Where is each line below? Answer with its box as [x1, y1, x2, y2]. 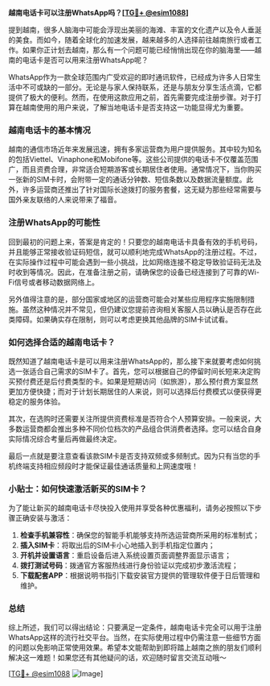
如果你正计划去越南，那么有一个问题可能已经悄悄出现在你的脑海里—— [22, 45, 255, 55]
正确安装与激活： [14, 513, 72, 523]
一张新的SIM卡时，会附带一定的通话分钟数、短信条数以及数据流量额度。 [8, 175, 247, 185]
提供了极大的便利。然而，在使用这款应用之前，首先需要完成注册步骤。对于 [8, 93, 255, 102]
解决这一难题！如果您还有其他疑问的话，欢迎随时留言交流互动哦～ [8, 653, 227, 663]
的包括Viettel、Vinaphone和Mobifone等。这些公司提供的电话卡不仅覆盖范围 [8, 155, 259, 164]
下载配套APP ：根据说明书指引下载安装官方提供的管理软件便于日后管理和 [19, 571, 260, 580]
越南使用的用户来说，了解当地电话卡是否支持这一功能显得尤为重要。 [22, 102, 247, 112]
